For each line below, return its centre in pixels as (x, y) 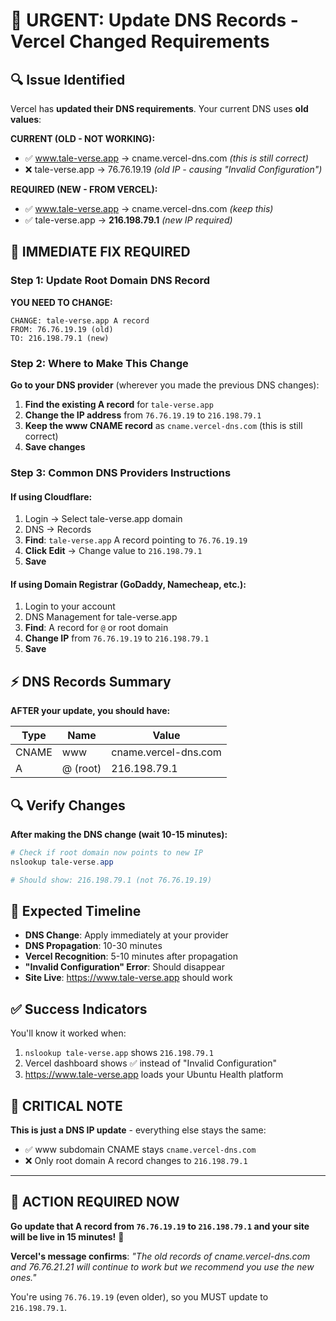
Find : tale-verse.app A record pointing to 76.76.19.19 (136, 540)
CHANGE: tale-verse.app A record (80, 320)
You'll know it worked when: (68, 1033)
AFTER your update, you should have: (90, 711)
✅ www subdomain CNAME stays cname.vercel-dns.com (140, 1149)
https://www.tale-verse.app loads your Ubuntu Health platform (154, 1075)
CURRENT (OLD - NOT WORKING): (83, 138)
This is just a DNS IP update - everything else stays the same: (138, 1130)
